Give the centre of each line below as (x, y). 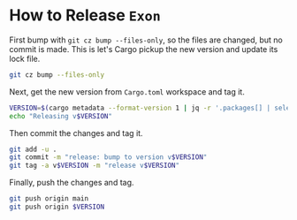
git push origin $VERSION (57, 207)
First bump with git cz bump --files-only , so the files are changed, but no (146, 40)
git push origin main (49, 199)
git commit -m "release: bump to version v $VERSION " (108, 157)
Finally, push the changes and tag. (72, 183)
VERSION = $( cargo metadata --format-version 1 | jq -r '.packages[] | (140, 108)
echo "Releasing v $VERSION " (61, 116)
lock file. (25, 58)
